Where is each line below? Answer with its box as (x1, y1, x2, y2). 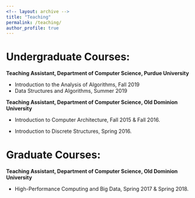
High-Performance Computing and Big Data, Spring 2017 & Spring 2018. (14, 186, 189, 193)
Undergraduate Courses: (6, 51, 130, 63)
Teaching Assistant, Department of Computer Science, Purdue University (6, 70, 189, 77)
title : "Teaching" (6, 14, 51, 20)
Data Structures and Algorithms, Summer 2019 (14, 88, 127, 95)
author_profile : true (6, 25, 59, 31)
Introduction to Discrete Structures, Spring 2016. (14, 127, 132, 135)
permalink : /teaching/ (6, 19, 62, 25)
